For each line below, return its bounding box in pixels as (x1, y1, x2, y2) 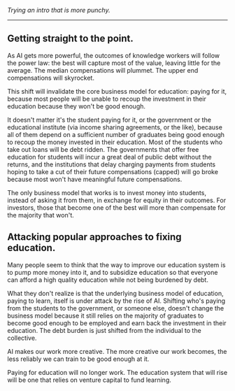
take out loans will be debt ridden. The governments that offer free (7, 145, 199, 153)
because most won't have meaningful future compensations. (7, 175, 183, 183)
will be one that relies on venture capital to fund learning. (7, 376, 171, 384)
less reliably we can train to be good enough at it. (7, 355, 150, 363)
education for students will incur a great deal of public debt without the (7, 152, 212, 161)
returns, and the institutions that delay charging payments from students (7, 160, 215, 169)
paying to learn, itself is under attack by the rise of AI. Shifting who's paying (7, 297, 226, 305)
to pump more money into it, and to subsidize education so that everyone (7, 268, 218, 276)
